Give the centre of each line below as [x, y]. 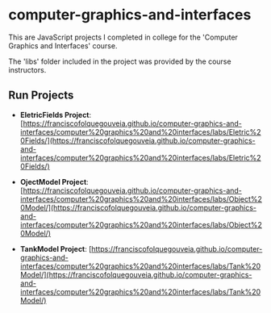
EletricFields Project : [56, 115]
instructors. [27, 69]
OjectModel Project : [54, 182]
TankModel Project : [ [56, 248]
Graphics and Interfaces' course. [63, 45]
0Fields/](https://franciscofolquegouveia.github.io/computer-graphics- [138, 140]
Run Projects [41, 96]
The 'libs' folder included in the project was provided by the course [120, 61]
